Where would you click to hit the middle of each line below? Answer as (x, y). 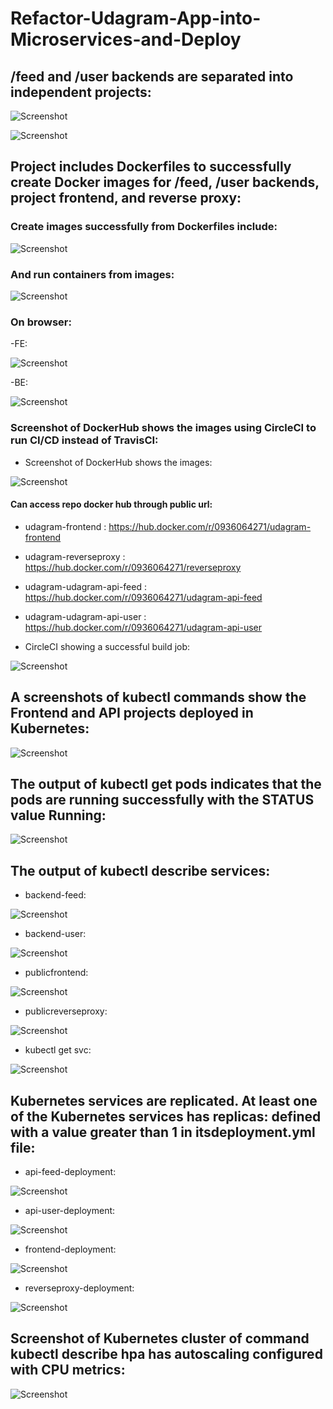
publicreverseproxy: (66, 1011)
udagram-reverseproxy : (75, 556)
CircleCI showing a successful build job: (107, 646)
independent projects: (81, 92)
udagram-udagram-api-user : (85, 616)
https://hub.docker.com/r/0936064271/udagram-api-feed (143, 597)
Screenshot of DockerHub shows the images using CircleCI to (163, 428)
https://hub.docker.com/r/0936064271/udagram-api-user (143, 627)
